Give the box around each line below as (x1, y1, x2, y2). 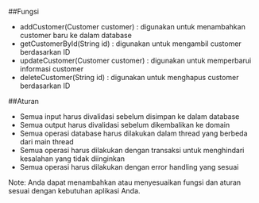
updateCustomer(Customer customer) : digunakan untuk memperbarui (19, 56, 252, 65)
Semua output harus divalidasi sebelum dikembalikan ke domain (19, 121, 230, 129)
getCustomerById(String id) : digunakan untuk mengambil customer (19, 39, 242, 48)
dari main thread (19, 137, 74, 146)
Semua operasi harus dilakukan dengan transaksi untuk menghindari (19, 146, 245, 155)
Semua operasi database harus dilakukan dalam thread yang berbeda (19, 128, 248, 138)
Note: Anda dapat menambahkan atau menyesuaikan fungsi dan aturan (8, 178, 242, 187)
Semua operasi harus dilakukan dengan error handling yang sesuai (19, 163, 239, 171)
